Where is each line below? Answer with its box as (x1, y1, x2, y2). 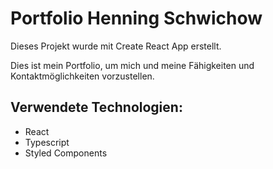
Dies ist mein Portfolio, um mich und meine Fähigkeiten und (10, 59, 255, 71)
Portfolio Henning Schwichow (10, 7, 263, 30)
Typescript (24, 136, 70, 148)
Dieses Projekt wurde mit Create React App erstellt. (10, 40, 222, 52)
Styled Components (24, 147, 108, 159)
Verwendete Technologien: (10, 99, 183, 116)
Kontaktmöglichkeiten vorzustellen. (10, 70, 155, 82)
